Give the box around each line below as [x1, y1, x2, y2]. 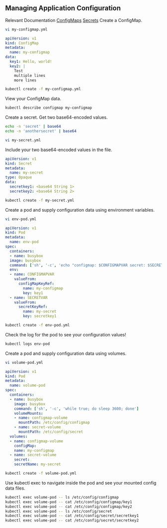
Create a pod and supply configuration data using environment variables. [5, 207, 155, 213]
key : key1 [23, 290, 43, 295]
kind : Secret [5, 161, 32, 166]
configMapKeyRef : [18, 281, 55, 286]
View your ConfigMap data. [5, 96, 61, 102]
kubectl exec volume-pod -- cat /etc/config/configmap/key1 [5, 499, 133, 505]
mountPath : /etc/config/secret [18, 429, 83, 435]
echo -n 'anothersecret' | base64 [5, 129, 77, 134]
